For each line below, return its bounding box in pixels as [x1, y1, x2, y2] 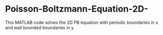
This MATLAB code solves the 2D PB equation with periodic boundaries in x [5, 19, 159, 25]
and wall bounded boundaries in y [5, 24, 74, 30]
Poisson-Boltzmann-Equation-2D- [5, 3, 148, 15]
